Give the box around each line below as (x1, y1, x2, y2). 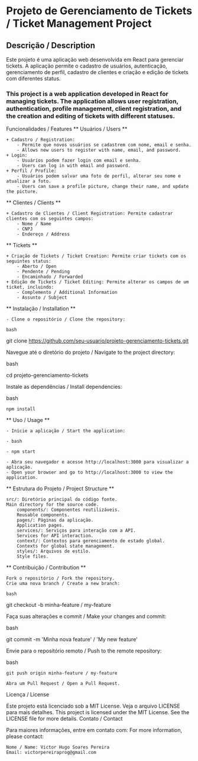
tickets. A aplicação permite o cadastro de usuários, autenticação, (6, 62, 167, 69)
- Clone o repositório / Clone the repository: (6, 316, 126, 322)
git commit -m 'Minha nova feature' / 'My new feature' (6, 636, 138, 643)
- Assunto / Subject (17, 295, 67, 300)
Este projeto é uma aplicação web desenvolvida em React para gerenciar (6, 56, 184, 63)
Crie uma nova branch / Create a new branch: (6, 581, 120, 587)
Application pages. (17, 523, 65, 529)
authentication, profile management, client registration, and (6, 104, 182, 113)
